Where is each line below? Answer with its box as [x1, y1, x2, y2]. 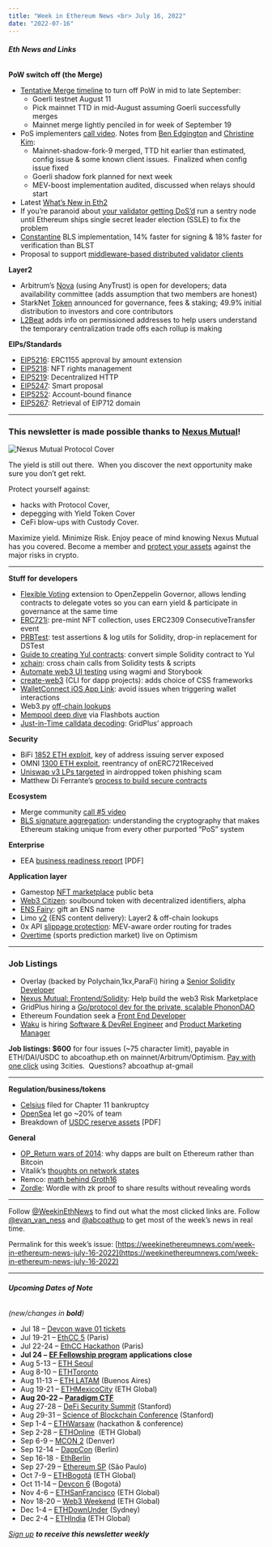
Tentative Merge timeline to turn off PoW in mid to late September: [19, 85, 241, 95]
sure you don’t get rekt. [8, 469, 87, 478]
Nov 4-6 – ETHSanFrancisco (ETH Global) [19, 1487, 160, 1497]
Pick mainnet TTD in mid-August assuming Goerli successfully [32, 102, 241, 112]
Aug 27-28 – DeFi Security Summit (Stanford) [19, 1401, 172, 1411]
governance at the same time [19, 606, 118, 616]
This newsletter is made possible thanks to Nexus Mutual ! [8, 426, 241, 437]
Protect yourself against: [8, 484, 91, 494]
